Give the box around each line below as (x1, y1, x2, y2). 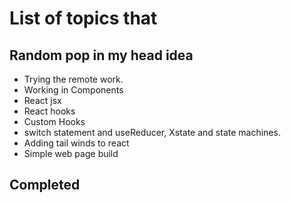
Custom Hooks (23, 116, 86, 127)
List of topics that (9, 7, 158, 30)
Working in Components (23, 84, 124, 96)
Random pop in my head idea (9, 47, 194, 64)
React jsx (23, 95, 62, 106)
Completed (9, 177, 81, 194)
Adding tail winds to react (23, 137, 130, 149)
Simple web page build (23, 148, 119, 159)
